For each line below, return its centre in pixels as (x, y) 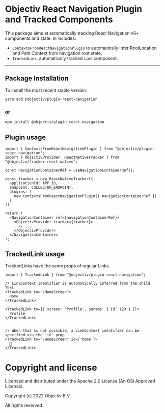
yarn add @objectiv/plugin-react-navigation (51, 99)
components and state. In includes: (41, 38)
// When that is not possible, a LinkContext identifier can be (72, 331)
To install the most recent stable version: (46, 90)
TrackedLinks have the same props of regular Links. (57, 266)
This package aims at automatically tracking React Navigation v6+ (72, 33)
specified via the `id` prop (35, 335)
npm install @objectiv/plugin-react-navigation (55, 122)
